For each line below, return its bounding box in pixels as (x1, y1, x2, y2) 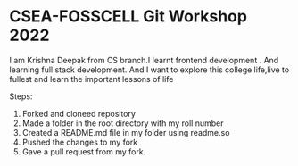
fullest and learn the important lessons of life (9, 73, 174, 84)
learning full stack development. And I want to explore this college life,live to (9, 64, 290, 75)
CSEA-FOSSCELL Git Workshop (9, 6, 248, 27)
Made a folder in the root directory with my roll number (21, 118, 224, 129)
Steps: (9, 91, 33, 102)
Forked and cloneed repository (21, 108, 137, 119)
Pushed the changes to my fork (21, 137, 138, 147)
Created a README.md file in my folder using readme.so (21, 127, 230, 137)
